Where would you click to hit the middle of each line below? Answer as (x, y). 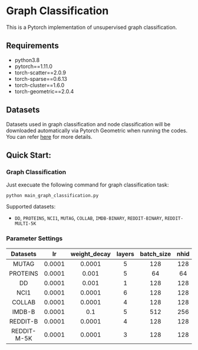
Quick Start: (29, 155)
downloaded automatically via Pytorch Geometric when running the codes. (97, 130)
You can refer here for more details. (49, 136)
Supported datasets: (31, 207)
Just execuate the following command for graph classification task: (88, 185)
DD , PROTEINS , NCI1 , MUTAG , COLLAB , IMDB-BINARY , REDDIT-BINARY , (89, 218)
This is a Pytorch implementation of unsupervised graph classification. (92, 27)
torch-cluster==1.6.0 (39, 85)
